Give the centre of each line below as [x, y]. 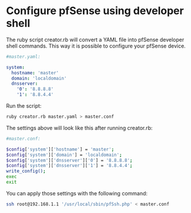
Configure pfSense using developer [95, 11]
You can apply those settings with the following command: [77, 193]
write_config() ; [26, 171]
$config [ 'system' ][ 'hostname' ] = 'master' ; [60, 149]
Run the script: [24, 106]
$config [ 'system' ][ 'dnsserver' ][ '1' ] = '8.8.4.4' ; [69, 166]
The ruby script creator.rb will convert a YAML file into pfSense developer [95, 39]
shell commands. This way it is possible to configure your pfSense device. [96, 46]
